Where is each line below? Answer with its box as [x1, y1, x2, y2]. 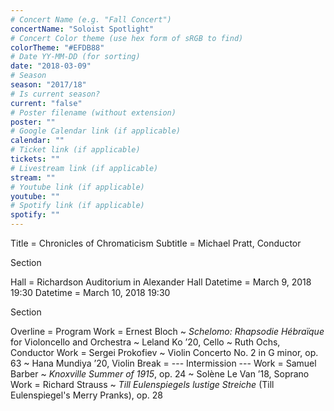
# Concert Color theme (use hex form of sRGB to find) [10, 33, 244, 43]
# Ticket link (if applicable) [10, 145, 141, 155]
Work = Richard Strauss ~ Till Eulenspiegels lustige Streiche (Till [10, 379, 275, 390]
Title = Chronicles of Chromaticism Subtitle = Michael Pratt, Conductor [10, 237, 302, 249]
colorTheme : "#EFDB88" [10, 42, 105, 53]
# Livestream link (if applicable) [10, 163, 159, 173]
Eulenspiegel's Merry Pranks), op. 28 [10, 389, 163, 401]
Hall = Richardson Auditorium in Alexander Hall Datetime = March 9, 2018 [10, 276, 312, 288]
